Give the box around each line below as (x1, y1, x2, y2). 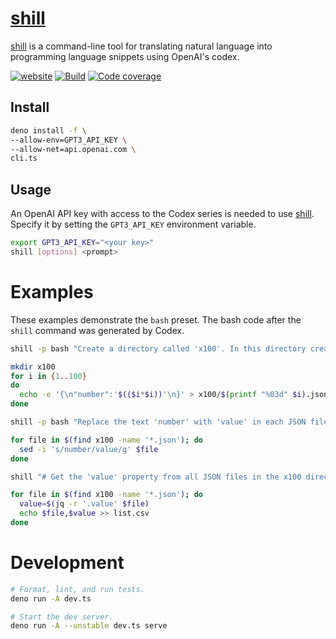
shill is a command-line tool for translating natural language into (10, 40, 273, 52)
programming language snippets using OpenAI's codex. (10, 50, 240, 62)
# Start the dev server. (10, 612, 114, 622)
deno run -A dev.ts (10, 593, 92, 604)
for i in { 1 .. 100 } (10, 371, 87, 381)
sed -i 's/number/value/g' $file (19, 444, 159, 454)
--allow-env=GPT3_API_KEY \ (10, 135, 128, 145)
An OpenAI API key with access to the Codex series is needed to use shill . (10, 208, 315, 220)
